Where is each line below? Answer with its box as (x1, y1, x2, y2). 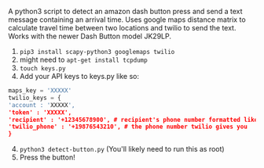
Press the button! (19, 152, 76, 163)
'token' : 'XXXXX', (8, 109, 72, 116)
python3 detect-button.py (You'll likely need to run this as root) (19, 145, 225, 154)
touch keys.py (19, 65, 66, 73)
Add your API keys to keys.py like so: (19, 72, 140, 80)
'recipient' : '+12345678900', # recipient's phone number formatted (8, 116, 241, 123)
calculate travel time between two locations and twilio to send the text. (8, 23, 236, 32)
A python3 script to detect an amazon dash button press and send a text (8, 7, 243, 16)
